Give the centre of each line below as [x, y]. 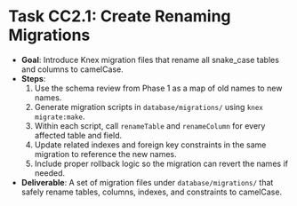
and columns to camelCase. [72, 69]
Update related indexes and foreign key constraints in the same [150, 145]
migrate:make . [60, 116]
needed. [50, 173]
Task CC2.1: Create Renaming [120, 16]
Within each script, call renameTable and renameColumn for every [150, 125]
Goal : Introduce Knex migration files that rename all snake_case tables [150, 59]
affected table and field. [78, 135]
